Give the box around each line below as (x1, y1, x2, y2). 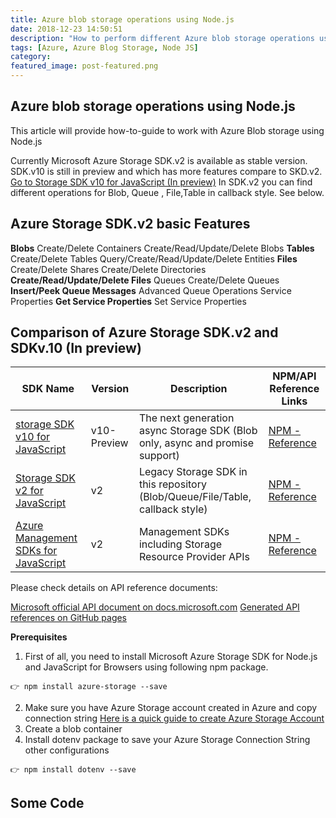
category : (10, 52, 52, 62)
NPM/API (272, 369, 317, 383)
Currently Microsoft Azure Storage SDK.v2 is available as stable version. (10, 154, 308, 166)
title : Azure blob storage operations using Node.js (10, 14, 235, 25)
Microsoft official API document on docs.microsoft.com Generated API (10, 601, 300, 613)
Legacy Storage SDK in (138, 465, 248, 479)
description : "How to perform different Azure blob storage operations (10, 33, 315, 43)
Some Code (10, 794, 85, 811)
